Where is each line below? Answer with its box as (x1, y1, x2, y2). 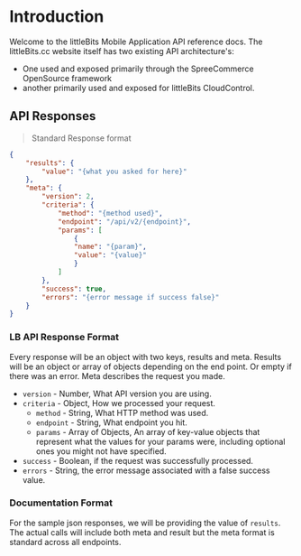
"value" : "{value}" (73, 251, 147, 260)
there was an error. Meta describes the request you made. (9, 370, 225, 381)
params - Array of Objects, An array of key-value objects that (35, 426, 260, 437)
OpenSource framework (22, 72, 113, 83)
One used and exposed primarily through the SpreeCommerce (22, 63, 254, 74)
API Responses (9, 108, 96, 124)
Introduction (9, 6, 105, 27)
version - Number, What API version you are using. (22, 388, 212, 399)
